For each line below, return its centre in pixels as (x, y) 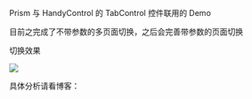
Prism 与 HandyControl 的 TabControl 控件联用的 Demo (110, 13)
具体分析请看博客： (45, 86)
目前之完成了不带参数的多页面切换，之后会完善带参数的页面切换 (126, 32)
